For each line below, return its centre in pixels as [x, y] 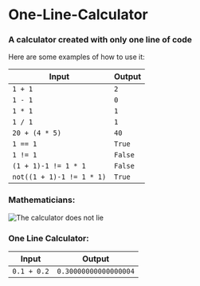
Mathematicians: [42, 200]
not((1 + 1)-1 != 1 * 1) [59, 177]
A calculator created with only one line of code [100, 40]
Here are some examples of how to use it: [76, 57]
